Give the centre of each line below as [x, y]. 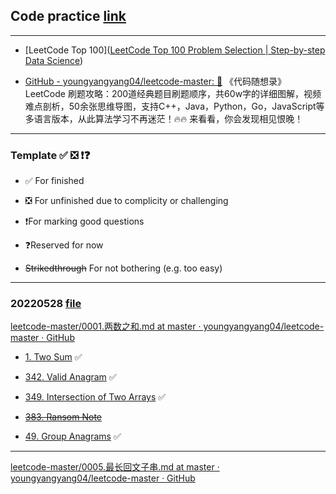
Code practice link [68, 16]
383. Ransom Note [63, 417]
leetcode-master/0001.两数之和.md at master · [106, 326]
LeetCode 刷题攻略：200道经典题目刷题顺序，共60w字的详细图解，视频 [173, 93]
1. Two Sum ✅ [53, 357]
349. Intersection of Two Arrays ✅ [95, 397]
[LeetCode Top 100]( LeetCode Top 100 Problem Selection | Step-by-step [175, 50]
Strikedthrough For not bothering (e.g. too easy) [123, 268]
